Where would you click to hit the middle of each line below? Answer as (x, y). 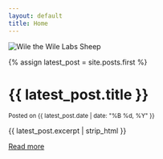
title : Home (28, 23)
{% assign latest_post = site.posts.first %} (78, 62)
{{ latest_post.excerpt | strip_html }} (67, 131)
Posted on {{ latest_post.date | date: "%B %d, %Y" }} (81, 116)
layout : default (35, 16)
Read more (26, 147)
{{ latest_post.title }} (79, 94)
